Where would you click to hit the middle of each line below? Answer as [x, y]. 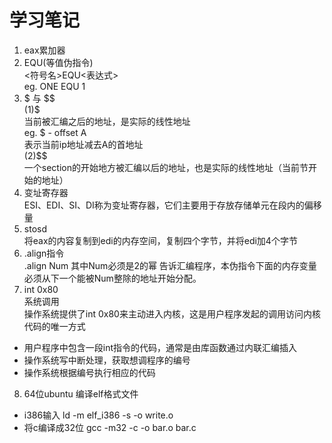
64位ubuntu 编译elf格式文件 [81, 393]
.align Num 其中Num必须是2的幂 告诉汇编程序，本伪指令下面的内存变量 [170, 265]
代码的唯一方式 [54, 326]
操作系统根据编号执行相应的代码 [89, 372]
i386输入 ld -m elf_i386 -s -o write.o [98, 415]
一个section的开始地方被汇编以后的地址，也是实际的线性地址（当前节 [166, 167]
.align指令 [44, 253]
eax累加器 [44, 50]
